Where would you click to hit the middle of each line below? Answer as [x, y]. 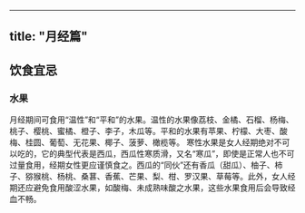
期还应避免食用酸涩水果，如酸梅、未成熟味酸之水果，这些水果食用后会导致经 [152, 188]
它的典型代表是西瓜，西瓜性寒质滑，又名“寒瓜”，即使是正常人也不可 [167, 154]
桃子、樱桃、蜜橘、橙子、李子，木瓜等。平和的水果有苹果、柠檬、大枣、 [144, 131]
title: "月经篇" [49, 37]
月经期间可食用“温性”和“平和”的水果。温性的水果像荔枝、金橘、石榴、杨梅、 [152, 120]
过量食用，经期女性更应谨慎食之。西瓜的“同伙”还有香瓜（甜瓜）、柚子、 [142, 165]
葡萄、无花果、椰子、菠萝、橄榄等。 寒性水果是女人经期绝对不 [165, 142]
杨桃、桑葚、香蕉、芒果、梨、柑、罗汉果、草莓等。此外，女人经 [176, 177]
